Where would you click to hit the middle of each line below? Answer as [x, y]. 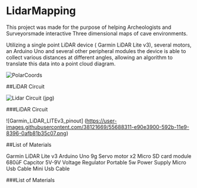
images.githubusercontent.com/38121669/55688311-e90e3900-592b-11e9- [98, 127]
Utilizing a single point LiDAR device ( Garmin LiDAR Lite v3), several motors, [99, 45]
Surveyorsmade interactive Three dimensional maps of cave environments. [97, 33]
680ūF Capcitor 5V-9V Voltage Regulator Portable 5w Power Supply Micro [96, 162]
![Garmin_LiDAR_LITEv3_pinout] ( [46, 121]
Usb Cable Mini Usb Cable [38, 169]
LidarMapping [41, 11]
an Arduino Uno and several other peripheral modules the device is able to [96, 51]
